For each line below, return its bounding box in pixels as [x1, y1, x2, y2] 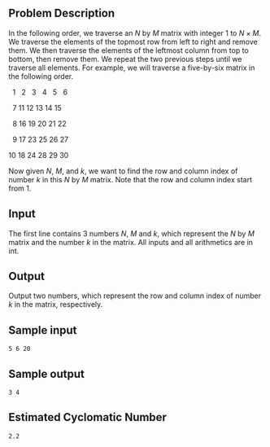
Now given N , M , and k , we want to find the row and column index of [8, 166, 238, 176]
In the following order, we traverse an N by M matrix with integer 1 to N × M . [8, 28, 262, 37]
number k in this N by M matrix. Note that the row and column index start [8, 174, 252, 184]
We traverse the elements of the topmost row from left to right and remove [8, 37, 258, 46]
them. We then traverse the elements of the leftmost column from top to [8, 45, 250, 55]
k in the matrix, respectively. [8, 300, 103, 309]
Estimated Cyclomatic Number [8, 410, 167, 424]
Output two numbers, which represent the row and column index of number [8, 291, 262, 300]
